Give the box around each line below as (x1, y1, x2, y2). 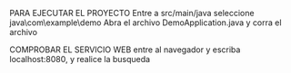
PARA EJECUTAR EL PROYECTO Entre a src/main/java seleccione (9, 8, 255, 18)
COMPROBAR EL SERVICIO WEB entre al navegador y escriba (9, 44, 241, 55)
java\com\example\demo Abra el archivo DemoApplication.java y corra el (9, 17, 282, 28)
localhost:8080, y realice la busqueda (9, 54, 151, 64)
